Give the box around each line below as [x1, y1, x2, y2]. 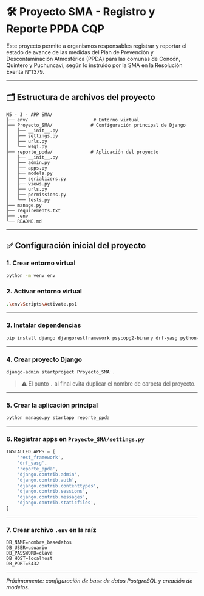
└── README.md [6, 218, 42, 224]
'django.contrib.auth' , [17, 477, 78, 483]
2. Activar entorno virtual [6, 287, 82, 296]
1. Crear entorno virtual [6, 259, 76, 267]
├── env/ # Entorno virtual [6, 117, 140, 123]
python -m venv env [6, 273, 56, 279]
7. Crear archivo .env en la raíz [6, 525, 97, 534]
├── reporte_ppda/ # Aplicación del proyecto [6, 149, 159, 155]
